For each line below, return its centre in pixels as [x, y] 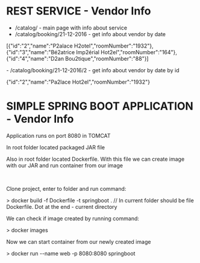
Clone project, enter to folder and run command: [66, 188]
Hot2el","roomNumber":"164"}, [139, 52]
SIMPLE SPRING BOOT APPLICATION [100, 106]
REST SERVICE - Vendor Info [79, 11]
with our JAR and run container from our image [65, 165]
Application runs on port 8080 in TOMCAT [58, 135]
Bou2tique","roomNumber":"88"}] [107, 58]
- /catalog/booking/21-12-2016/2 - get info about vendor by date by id [93, 70]
